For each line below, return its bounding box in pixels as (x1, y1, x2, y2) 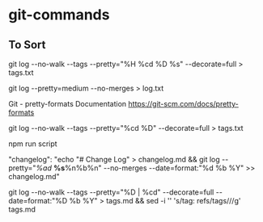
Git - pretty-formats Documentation (8, 99, 127, 108)
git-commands (8, 6, 110, 24)
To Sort (8, 38, 46, 52)
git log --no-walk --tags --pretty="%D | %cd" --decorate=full (8, 187, 214, 197)
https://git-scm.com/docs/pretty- (128, 99, 239, 108)
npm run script (8, 139, 58, 149)
